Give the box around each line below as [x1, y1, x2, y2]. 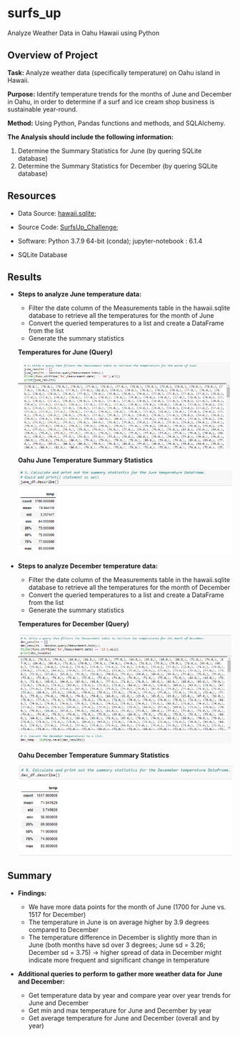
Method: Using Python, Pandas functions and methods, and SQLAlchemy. [7, 119, 226, 127]
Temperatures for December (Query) [17, 620, 130, 628]
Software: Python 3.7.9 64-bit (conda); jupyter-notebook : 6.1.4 [17, 236, 203, 245]
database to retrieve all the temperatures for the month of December [28, 583, 231, 592]
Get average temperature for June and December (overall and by [28, 1013, 220, 1022]
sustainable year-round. [7, 105, 78, 114]
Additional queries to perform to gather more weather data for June [17, 969, 223, 978]
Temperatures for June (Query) [17, 348, 113, 356]
